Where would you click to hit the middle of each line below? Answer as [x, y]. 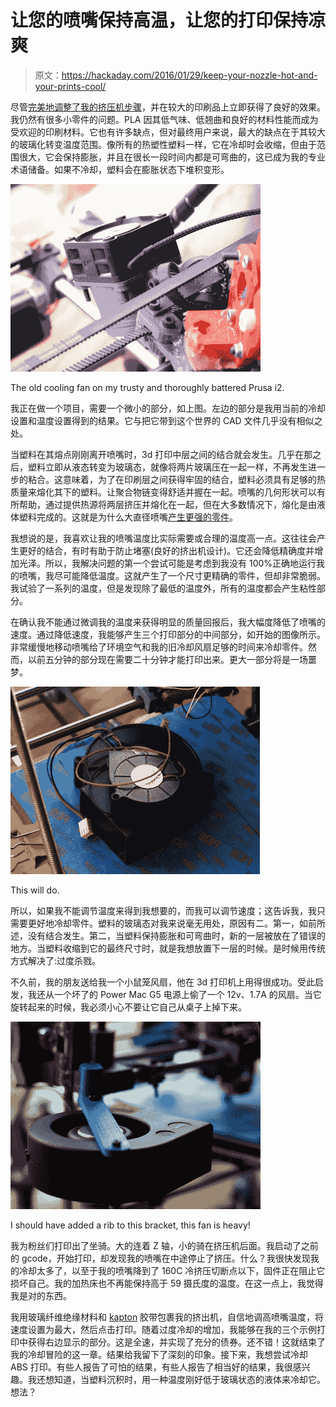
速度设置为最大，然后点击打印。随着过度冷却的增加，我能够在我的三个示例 [163, 1329]
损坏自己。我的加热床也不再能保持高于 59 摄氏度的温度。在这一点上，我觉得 [167, 1283]
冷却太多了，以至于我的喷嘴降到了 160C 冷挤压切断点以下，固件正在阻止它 [172, 1270]
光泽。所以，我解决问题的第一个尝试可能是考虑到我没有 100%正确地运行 [167, 563]
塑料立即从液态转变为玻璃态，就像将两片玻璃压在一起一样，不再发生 [167, 467]
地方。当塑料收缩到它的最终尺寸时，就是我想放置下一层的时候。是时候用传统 [168, 948]
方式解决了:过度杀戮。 [56, 960]
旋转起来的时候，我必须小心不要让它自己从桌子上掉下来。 [128, 1007]
